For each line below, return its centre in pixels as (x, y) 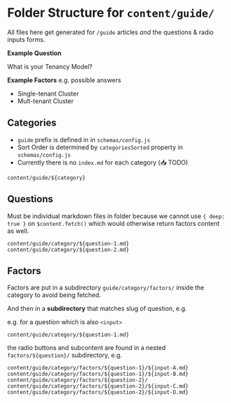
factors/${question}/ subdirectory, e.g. (65, 355)
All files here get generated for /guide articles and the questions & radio (111, 32)
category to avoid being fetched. (54, 295)
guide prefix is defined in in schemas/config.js (84, 139)
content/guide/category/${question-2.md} (68, 250)
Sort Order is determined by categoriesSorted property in (100, 147)
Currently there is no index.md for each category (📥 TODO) (103, 162)
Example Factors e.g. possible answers (64, 80)
